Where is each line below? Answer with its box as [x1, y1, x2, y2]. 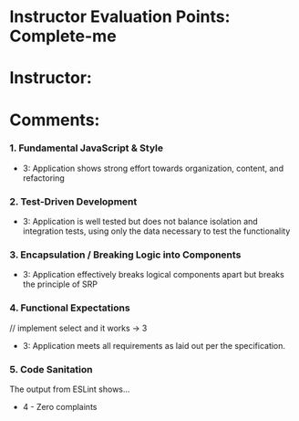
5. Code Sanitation [9, 363, 93, 375]
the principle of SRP [22, 279, 98, 289]
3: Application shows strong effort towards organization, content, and [22, 163, 284, 174]
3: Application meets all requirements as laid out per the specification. [22, 340, 285, 351]
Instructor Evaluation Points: [9, 6, 231, 27]
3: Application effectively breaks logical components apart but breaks [22, 269, 284, 280]
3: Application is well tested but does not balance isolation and [22, 216, 258, 227]
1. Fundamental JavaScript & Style [9, 142, 164, 154]
